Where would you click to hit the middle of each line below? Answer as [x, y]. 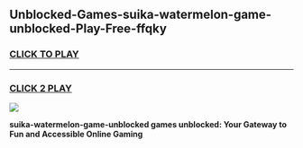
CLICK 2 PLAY [41, 88]
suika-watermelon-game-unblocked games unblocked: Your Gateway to [148, 124]
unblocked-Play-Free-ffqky [88, 29]
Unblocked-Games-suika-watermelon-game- [141, 15]
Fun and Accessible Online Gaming [76, 134]
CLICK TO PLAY [44, 55]
